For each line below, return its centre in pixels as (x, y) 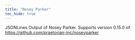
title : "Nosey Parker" (28, 9)
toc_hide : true (20, 14)
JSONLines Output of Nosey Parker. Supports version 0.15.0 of (67, 27)
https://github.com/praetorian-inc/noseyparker (52, 32)
